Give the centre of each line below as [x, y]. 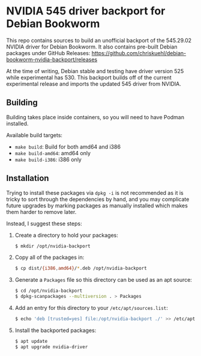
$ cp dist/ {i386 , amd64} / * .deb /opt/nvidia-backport [81, 268]
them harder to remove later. [41, 212]
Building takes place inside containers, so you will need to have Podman [95, 117]
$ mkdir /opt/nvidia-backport [53, 246]
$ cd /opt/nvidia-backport [49, 291]
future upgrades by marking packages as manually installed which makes [97, 206]
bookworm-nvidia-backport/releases [52, 59]
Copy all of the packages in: [49, 257]
